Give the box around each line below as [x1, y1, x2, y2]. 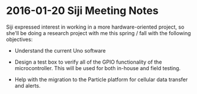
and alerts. [14, 82, 41, 89]
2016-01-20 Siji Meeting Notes [6, 4, 159, 18]
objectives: [6, 36, 33, 43]
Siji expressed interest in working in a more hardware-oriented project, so [6, 23, 185, 30]
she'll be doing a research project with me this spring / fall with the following [6, 29, 191, 36]
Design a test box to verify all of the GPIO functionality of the [14, 58, 162, 65]
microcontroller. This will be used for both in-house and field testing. [14, 64, 181, 71]
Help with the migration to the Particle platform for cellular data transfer [14, 76, 188, 83]
